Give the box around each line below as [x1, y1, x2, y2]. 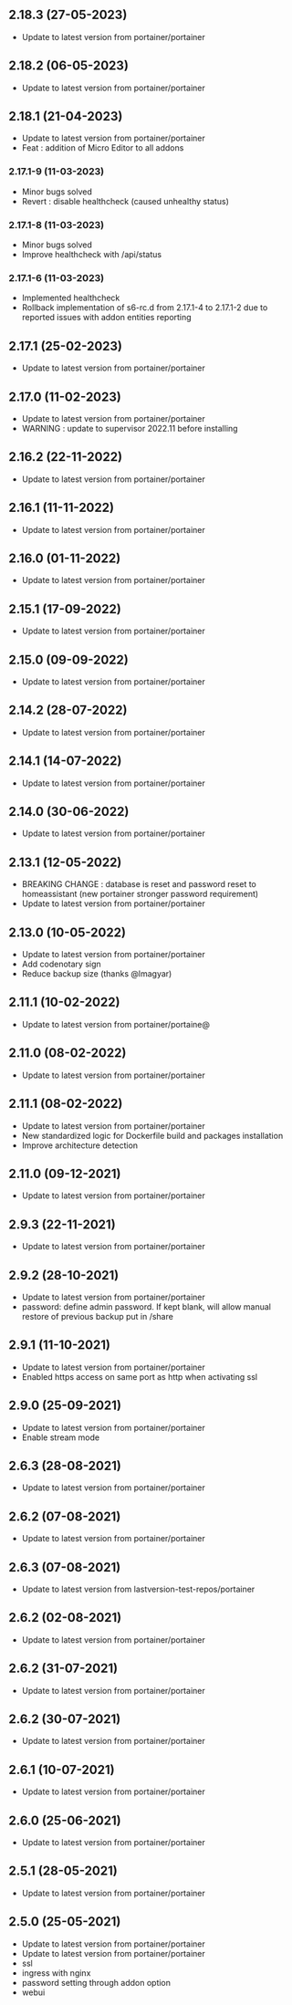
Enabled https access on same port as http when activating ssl [21, 1371, 257, 1382]
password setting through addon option [21, 1977, 171, 1988]
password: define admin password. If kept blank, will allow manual [21, 1300, 271, 1312]
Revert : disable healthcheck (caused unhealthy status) [21, 195, 230, 206]
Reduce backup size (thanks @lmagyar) [21, 968, 172, 979]
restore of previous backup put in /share [21, 1311, 174, 1321]
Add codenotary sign [21, 958, 101, 970]
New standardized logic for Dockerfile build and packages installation [21, 1130, 284, 1141]
